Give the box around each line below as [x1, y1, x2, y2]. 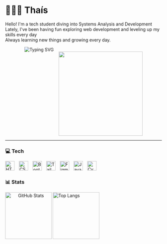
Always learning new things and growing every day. [5, 37, 111, 43]
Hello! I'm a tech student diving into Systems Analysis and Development [5, 21, 153, 27]
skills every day [5, 31, 37, 37]
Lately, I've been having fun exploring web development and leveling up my [5, 26, 160, 32]
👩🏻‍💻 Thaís [5, 4, 48, 16]
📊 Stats [5, 179, 25, 186]
